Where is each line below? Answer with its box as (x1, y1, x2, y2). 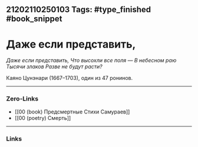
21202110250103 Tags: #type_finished (6, 5, 151, 15)
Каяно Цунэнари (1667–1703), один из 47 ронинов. (6, 75, 133, 82)
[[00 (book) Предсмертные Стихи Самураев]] (14, 108, 130, 115)
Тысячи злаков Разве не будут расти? (6, 63, 103, 70)
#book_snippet (6, 14, 63, 24)
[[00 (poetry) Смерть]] (14, 114, 71, 121)
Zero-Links (6, 95, 39, 103)
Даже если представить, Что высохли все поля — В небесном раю (6, 57, 177, 64)
